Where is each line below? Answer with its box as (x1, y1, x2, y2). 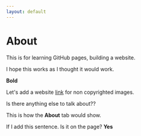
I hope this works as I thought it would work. (6, 65, 114, 72)
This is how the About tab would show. (6, 111, 102, 119)
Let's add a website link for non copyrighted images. (6, 88, 134, 96)
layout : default (6, 8, 46, 15)
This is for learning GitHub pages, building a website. (6, 54, 136, 61)
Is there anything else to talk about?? (6, 100, 96, 107)
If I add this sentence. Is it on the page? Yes (6, 123, 113, 130)
